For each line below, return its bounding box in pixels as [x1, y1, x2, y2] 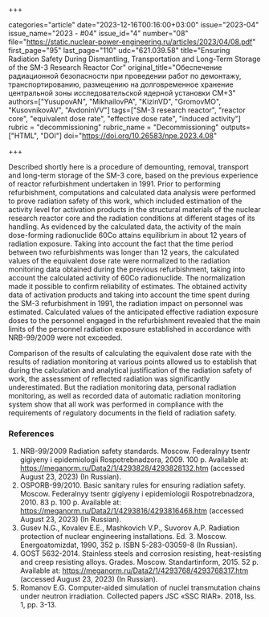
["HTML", [8, 131, 39, 141]
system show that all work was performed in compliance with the [8, 399, 224, 409]
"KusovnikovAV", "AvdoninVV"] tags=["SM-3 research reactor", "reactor [8, 105, 247, 115]
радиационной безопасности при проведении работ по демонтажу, [8, 72, 242, 80]
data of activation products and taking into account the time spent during [8, 290, 251, 300]
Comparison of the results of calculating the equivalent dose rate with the [8, 349, 252, 358]
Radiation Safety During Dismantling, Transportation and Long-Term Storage [8, 54, 261, 63]
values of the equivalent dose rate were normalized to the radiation [8, 256, 230, 265]
